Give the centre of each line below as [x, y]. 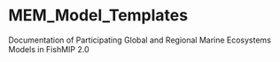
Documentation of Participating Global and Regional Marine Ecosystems [140, 40]
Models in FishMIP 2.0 [49, 49]
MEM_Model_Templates [98, 15]
